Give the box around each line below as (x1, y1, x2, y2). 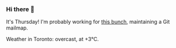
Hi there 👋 (6, 5, 35, 13)
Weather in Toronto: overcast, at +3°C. (6, 36, 99, 43)
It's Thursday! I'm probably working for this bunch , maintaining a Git (6, 19, 170, 25)
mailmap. (6, 24, 28, 31)
